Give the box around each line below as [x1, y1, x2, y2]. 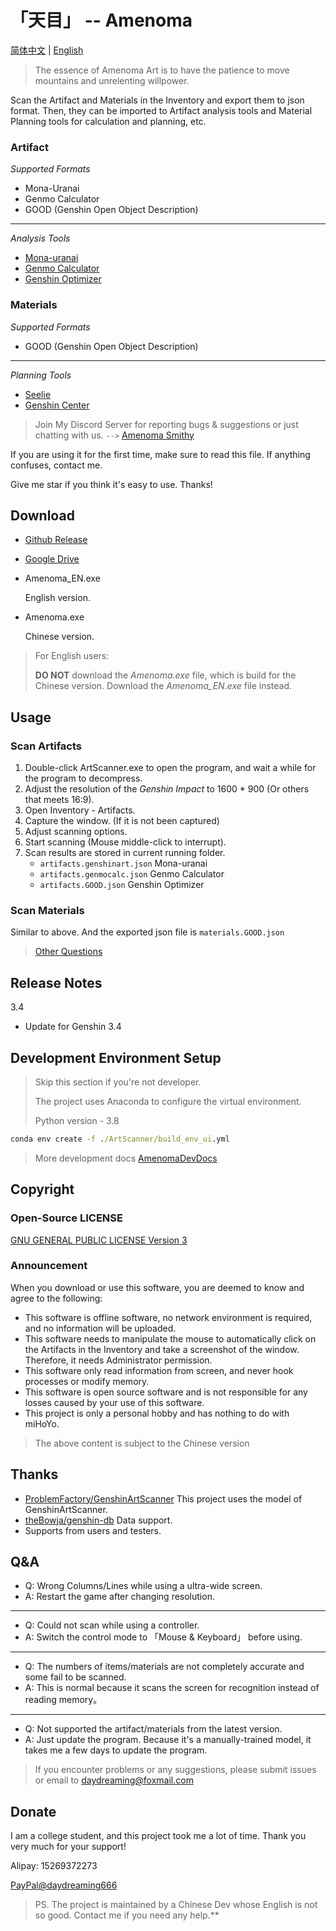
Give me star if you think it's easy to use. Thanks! [10, 478, 213, 490]
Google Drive [24, 553, 80, 565]
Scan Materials [10, 903, 85, 917]
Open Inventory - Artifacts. [24, 804, 136, 816]
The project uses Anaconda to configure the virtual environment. [34, 1095, 302, 1107]
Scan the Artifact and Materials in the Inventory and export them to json [10, 94, 305, 106]
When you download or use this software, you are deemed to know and [10, 1281, 305, 1293]
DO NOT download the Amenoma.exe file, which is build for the [34, 669, 297, 681]
